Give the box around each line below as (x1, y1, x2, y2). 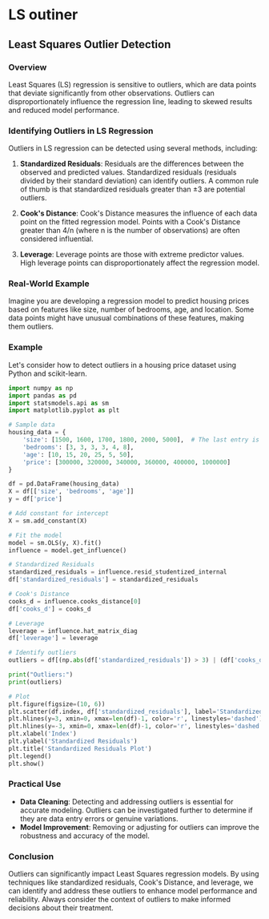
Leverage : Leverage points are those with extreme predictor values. (19, 250, 244, 260)
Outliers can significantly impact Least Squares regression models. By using (8, 869, 259, 879)
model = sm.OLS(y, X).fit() (8, 538, 102, 546)
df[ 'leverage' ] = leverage (8, 635, 98, 643)
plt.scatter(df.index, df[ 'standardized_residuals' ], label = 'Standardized (8, 707, 263, 715)
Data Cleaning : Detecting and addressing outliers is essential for (19, 796, 234, 806)
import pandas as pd (8, 391, 78, 400)
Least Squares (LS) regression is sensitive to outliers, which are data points (8, 79, 257, 89)
